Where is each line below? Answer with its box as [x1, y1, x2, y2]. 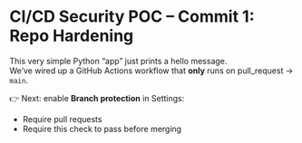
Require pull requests [22, 113, 102, 124]
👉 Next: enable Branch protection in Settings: [9, 92, 185, 103]
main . [9, 74, 29, 85]
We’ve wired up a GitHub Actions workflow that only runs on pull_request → [9, 65, 294, 76]
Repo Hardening [9, 25, 134, 46]
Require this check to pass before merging [22, 123, 182, 134]
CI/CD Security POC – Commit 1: [9, 6, 255, 27]
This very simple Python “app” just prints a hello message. [9, 55, 228, 66]
